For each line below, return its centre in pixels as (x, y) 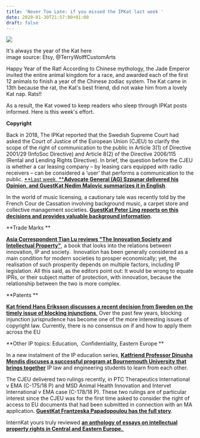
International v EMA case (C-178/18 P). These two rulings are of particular (96, 392)
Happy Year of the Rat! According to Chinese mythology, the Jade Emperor (98, 69)
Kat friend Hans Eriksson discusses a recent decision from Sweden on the (100, 307)
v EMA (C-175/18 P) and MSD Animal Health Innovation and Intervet (89, 386)
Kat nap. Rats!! (24, 94)
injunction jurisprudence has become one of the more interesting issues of (98, 319)
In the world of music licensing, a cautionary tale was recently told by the (96, 197)
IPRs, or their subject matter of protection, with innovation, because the (94, 277)
